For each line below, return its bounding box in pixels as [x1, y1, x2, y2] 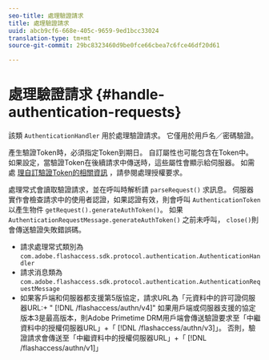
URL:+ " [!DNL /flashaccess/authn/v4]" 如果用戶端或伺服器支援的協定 [26, 303, 256, 313]
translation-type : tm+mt [8, 34, 91, 42]
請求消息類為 [19, 268, 62, 277]
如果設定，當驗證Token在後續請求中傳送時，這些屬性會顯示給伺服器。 [8, 158, 239, 168]
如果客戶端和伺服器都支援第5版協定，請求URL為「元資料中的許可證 [19, 293, 242, 303]
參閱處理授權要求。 [123, 168, 187, 177]
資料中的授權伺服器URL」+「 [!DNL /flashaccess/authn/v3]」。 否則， [19, 323, 249, 333]
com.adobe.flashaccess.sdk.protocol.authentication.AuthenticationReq [19, 278, 261, 286]
